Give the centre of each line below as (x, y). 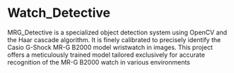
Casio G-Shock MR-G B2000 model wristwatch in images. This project (110, 47)
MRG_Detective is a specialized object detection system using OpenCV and (117, 32)
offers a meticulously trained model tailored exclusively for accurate (106, 55)
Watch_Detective (59, 13)
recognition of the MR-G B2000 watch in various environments (99, 62)
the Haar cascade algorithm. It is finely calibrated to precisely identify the (114, 39)
